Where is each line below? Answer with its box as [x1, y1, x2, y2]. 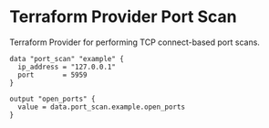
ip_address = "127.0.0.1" [17, 62, 117, 71]
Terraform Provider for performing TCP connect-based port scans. [9, 37, 260, 48]
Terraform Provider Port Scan [9, 6, 237, 27]
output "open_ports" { [9, 94, 96, 103]
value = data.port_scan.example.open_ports [17, 102, 185, 112]
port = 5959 [17, 70, 88, 80]
